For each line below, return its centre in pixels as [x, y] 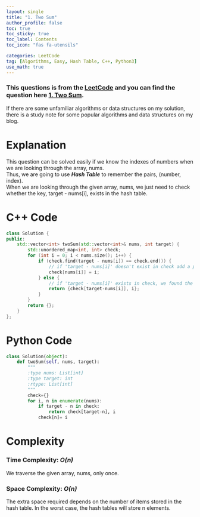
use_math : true [25, 67]
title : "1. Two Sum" [32, 17]
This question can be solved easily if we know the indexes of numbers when [100, 161]
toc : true [18, 28]
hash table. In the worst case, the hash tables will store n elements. [88, 507]
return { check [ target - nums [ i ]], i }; [94, 289]
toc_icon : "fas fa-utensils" [42, 45]
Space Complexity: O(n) [42, 488]
